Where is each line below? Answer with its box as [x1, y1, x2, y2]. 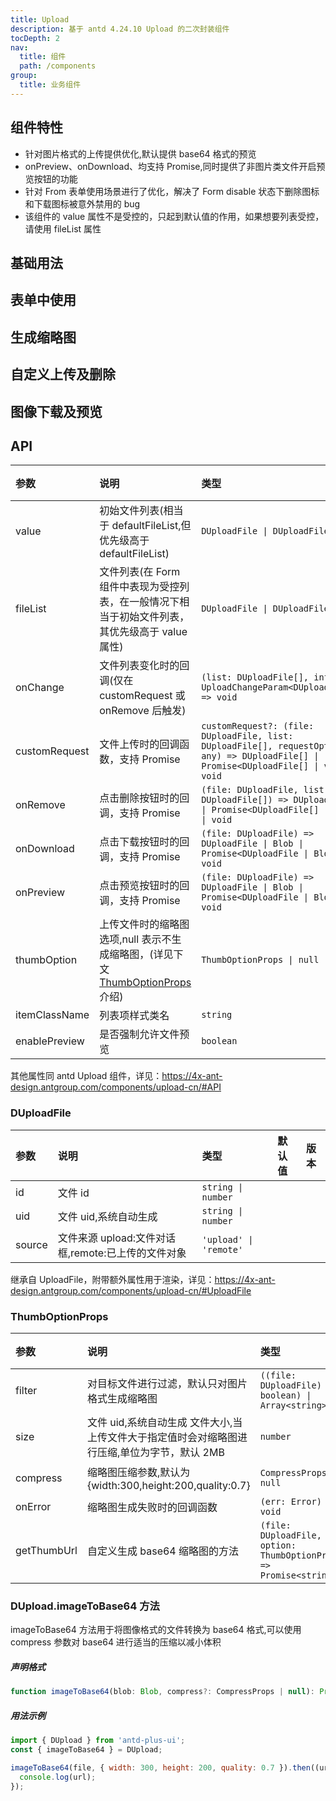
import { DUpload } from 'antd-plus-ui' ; [10, 1736, 186, 1746]
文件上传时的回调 [99, 737, 180, 751]
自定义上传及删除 [10, 366, 116, 383]
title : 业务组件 [19, 80, 82, 90]
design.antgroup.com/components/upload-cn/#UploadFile [10, 1284, 252, 1296]
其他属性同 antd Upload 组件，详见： [10, 1070, 163, 1082]
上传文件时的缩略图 [99, 917, 190, 931]
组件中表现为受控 [99, 580, 180, 594]
